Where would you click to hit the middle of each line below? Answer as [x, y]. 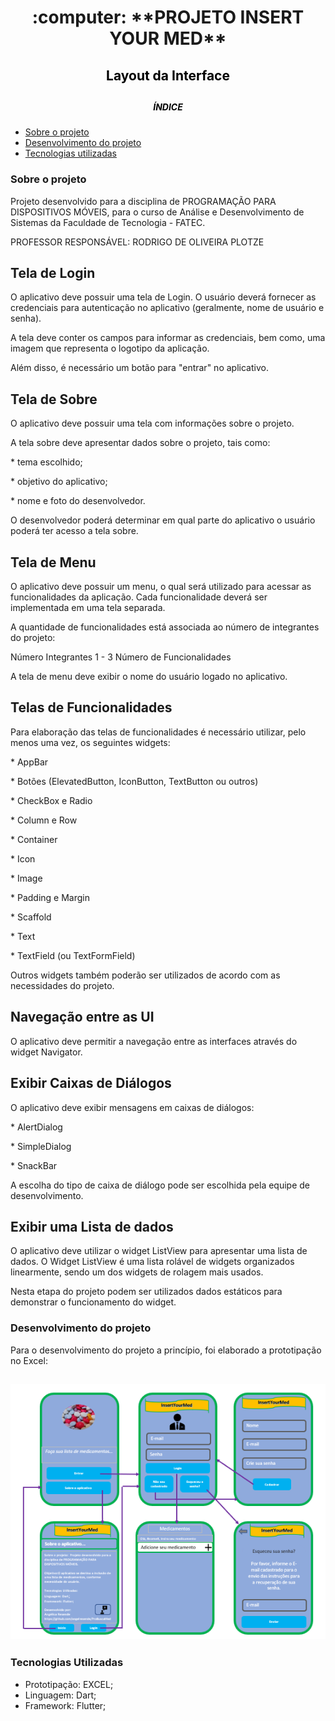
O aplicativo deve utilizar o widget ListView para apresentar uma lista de [159, 1251]
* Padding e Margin [50, 897]
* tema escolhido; [46, 462]
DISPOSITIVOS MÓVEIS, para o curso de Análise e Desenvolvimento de [157, 212]
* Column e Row [44, 820]
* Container [34, 839]
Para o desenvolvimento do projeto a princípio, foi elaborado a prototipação [166, 1350]
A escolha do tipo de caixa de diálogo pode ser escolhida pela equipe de [160, 1185]
